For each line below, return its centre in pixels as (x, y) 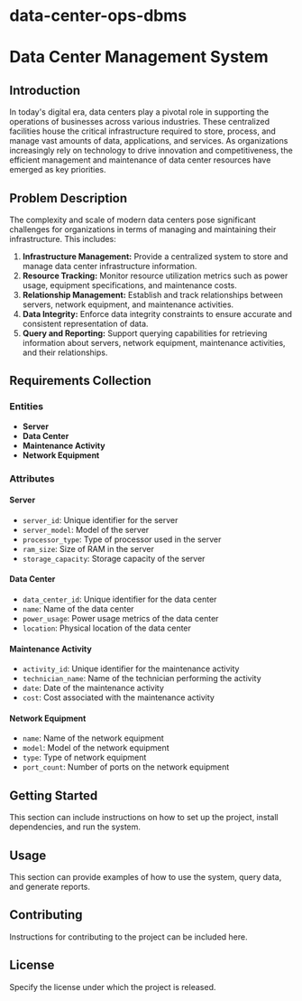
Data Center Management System (139, 57)
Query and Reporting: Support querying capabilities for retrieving (145, 333)
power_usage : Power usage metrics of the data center (120, 619)
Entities (26, 407)
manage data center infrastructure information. (110, 266)
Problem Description (69, 198)
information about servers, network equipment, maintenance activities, (154, 343)
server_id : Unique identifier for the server (100, 519)
